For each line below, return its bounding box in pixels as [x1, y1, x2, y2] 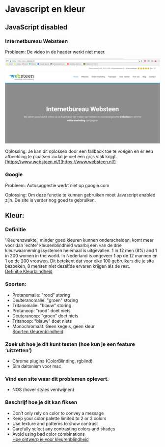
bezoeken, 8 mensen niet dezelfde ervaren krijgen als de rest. [5, 263, 130, 269]
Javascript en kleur [5, 3, 85, 15]
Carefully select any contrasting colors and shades [12, 426, 115, 432]
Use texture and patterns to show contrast [12, 420, 98, 426]
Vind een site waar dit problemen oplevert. [5, 375, 109, 382]
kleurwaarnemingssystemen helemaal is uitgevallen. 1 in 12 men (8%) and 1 [5, 248, 157, 253]
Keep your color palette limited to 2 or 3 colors [12, 415, 107, 421]
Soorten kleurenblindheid [12, 328, 64, 335]
